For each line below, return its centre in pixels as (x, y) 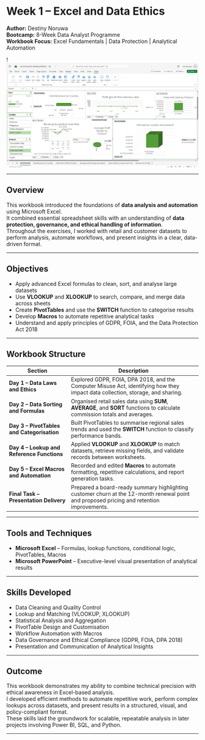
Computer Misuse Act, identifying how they (125, 386)
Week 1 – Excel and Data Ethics (86, 11)
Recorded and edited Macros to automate (123, 466)
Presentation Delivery (37, 500)
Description (133, 371)
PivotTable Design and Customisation (62, 627)
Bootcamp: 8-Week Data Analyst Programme (63, 34)
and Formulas (27, 411)
